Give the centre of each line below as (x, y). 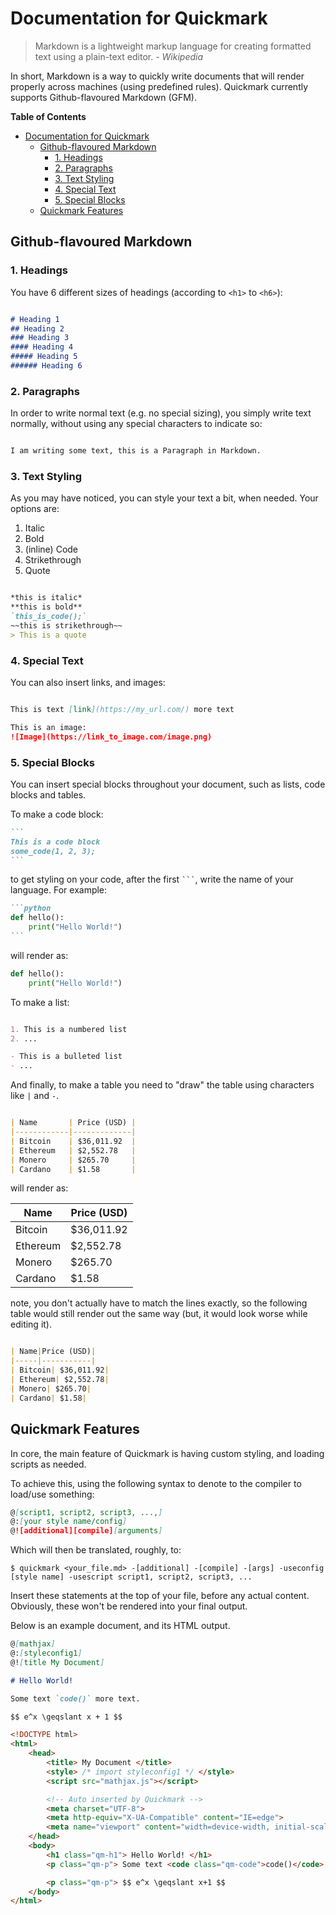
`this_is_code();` (48, 617)
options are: (35, 509)
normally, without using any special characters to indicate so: (136, 424)
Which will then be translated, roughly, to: (96, 1550)
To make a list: (40, 1002)
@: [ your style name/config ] (69, 1522)
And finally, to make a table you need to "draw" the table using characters (162, 1085)
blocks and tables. (48, 794)
